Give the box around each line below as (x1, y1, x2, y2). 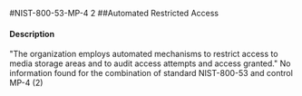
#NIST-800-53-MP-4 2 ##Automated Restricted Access (9, 8, 219, 18)
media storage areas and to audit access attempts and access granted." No (9, 58, 291, 69)
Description (9, 28, 55, 39)
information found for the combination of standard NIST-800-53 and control (9, 68, 293, 79)
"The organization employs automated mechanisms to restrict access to (9, 49, 278, 60)
